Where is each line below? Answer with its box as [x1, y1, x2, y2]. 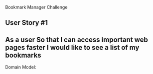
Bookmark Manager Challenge [5, 4, 68, 10]
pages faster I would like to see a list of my [5, 43, 140, 52]
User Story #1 [5, 18, 48, 27]
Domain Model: [5, 64, 36, 70]
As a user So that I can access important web [5, 35, 149, 44]
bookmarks [5, 51, 41, 59]
